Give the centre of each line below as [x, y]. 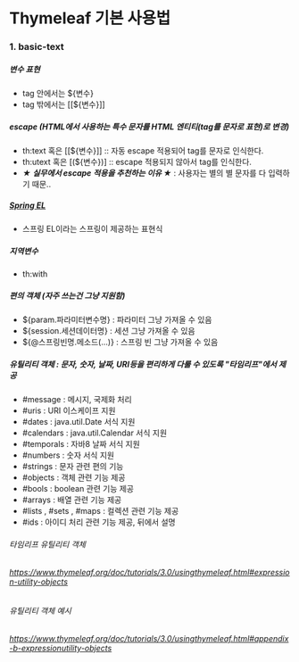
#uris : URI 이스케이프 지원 [69, 410]
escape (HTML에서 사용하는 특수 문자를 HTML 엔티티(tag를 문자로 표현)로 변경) [149, 127]
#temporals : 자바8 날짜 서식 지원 [81, 443]
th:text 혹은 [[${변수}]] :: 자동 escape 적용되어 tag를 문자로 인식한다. [143, 151]
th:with [35, 274]
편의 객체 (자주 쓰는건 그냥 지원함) [67, 295]
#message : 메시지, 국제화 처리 [77, 399]
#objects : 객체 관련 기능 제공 [74, 477]
